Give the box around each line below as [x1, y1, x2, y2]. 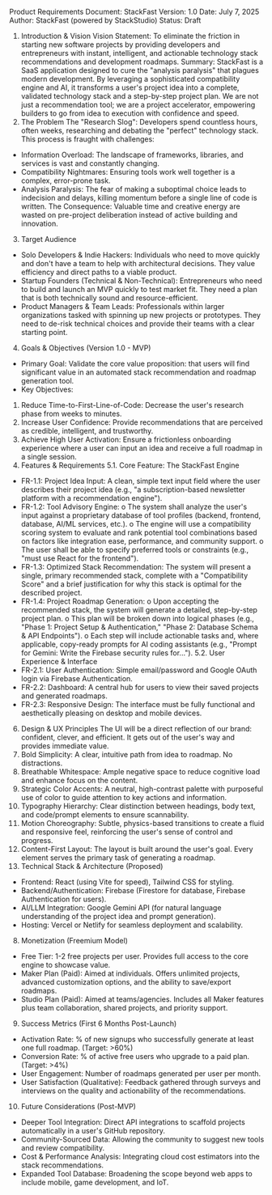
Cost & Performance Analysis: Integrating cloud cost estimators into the [20, 1152, 260, 1161]
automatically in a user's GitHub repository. [20, 1126, 165, 1135]
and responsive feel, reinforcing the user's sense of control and [20, 827, 233, 837]
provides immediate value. [20, 741, 109, 751]
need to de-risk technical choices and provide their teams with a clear [20, 319, 255, 328]
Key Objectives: [20, 384, 74, 394]
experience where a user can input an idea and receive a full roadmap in [20, 443, 262, 452]
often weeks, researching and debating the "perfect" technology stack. [20, 125, 259, 135]
